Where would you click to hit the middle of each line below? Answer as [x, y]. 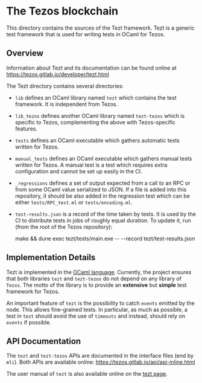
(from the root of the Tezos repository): [64, 227]
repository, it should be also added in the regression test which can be [102, 196]
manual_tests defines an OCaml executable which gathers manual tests [103, 158]
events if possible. [29, 322]
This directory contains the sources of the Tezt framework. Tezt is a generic [100, 28]
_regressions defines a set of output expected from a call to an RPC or [103, 183]
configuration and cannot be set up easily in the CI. [79, 171]
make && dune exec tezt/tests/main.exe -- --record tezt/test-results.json [105, 238]
